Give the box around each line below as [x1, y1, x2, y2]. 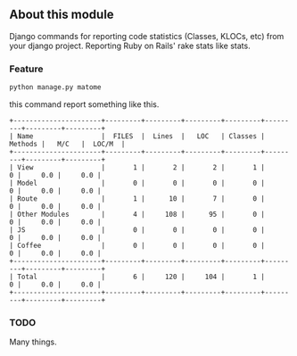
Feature [9, 62, 44, 75]
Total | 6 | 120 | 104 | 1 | [17, 272, 266, 281]
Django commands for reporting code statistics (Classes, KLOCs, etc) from [9, 30, 285, 41]
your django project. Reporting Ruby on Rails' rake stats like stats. [9, 40, 252, 51]
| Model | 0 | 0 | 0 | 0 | [9, 178, 266, 187]
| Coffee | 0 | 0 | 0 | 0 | [9, 241, 266, 250]
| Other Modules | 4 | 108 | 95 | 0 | [9, 210, 266, 219]
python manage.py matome [9, 83, 102, 92]
